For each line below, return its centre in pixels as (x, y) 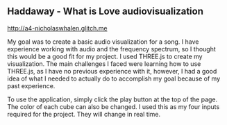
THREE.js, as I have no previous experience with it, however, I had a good (112, 71)
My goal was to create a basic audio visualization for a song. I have (103, 42)
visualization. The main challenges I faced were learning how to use (104, 64)
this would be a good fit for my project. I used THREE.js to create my (105, 56)
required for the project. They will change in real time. (84, 114)
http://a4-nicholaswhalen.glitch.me (57, 28)
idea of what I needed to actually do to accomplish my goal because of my (114, 78)
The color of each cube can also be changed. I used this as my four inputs (113, 106)
